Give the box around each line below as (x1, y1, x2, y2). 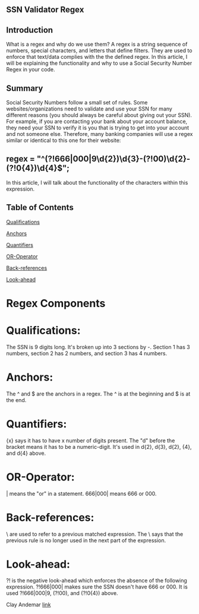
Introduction (6, 25, 53, 35)
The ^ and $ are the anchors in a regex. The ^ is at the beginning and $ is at (6, 390, 191, 397)
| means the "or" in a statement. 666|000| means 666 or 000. (6, 490, 157, 497)
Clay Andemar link (6, 601, 51, 608)
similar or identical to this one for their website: (6, 137, 121, 144)
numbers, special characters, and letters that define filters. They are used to (6, 47, 192, 54)
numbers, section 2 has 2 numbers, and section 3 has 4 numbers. (6, 350, 168, 357)
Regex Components (6, 296, 106, 310)
